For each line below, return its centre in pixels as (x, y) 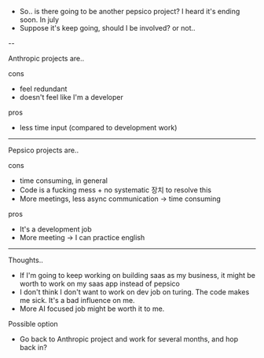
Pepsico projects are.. (44, 150)
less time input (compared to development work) (98, 128)
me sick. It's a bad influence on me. (77, 300)
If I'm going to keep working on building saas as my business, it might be (137, 275)
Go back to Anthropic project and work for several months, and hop (128, 339)
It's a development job (55, 229)
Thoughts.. (26, 260)
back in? (33, 347)
